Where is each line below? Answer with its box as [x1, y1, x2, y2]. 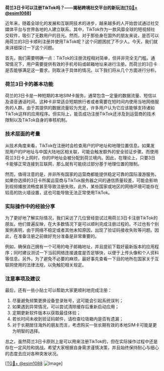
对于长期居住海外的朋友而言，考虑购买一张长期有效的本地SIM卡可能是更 [12, 322, 157, 328]
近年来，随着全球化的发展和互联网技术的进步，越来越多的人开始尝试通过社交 [5, 21, 159, 26]
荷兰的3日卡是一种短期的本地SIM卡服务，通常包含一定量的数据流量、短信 [5, 93, 153, 99]
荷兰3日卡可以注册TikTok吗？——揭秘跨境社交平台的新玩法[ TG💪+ [5, 5, 138, 10]
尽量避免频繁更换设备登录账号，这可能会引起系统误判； [12, 298, 123, 304]
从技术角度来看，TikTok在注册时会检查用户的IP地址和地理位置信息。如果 [5, 143, 151, 148]
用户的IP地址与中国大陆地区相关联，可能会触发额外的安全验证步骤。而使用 [9, 148, 159, 154]
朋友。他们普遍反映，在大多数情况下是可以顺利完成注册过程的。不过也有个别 [5, 221, 159, 227]
